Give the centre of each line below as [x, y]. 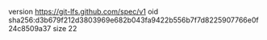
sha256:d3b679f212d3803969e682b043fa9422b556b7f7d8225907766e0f [134, 20]
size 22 [65, 28]
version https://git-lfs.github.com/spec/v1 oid [83, 12]
